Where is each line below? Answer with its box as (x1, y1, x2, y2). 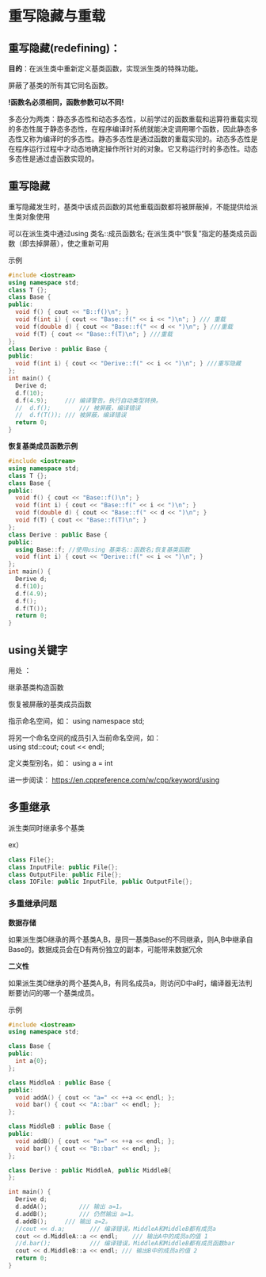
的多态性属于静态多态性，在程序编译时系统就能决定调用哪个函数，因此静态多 (8, 124, 258, 133)
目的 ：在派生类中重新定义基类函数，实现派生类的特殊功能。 (8, 64, 203, 73)
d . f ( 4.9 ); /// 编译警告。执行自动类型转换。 (15, 396, 162, 404)
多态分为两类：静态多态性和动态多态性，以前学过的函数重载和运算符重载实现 (8, 114, 258, 124)
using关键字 (8, 643, 68, 656)
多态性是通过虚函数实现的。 (8, 154, 99, 163)
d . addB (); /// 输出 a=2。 (15, 1218, 112, 1225)
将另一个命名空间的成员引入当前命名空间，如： (8, 733, 161, 742)
